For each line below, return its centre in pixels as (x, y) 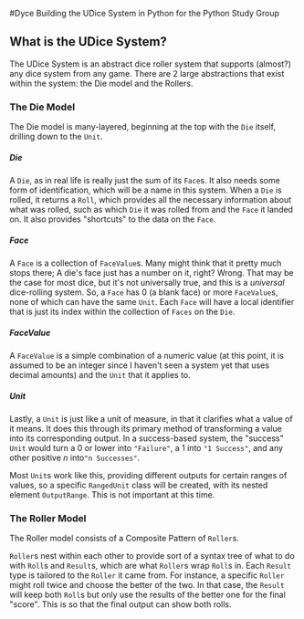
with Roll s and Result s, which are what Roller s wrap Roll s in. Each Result (151, 566)
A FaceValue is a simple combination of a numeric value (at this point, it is (147, 356)
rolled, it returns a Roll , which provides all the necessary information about (151, 200)
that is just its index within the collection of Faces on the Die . (122, 312)
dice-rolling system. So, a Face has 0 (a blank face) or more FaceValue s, (144, 292)
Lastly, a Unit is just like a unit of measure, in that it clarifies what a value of (152, 418)
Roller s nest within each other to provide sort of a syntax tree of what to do (152, 556)
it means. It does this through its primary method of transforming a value (146, 428)
